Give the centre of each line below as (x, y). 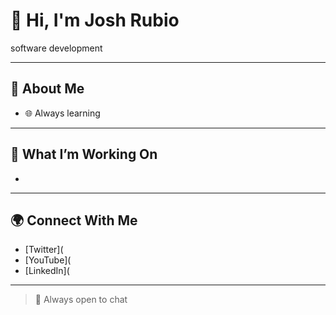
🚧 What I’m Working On (84, 154)
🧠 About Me (47, 89)
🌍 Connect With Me (74, 220)
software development (56, 48)
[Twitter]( (44, 250)
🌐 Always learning (62, 113)
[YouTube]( (48, 260)
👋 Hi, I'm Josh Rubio (95, 20)
